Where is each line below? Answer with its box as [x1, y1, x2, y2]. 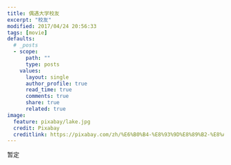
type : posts [25, 61, 60, 68]
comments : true [25, 93, 69, 100]
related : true [25, 105, 67, 112]
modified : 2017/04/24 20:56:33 [7, 23, 97, 29]
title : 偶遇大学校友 [7, 10, 60, 17]
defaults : [7, 36, 36, 42]
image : [7, 112, 26, 118]
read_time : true [25, 86, 72, 93]
